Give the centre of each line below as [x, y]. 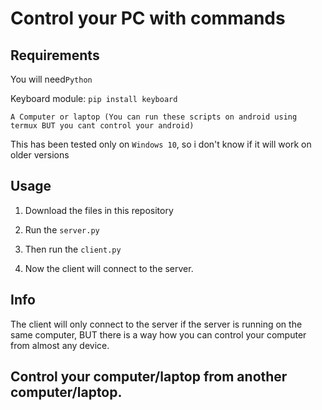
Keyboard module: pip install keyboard [94, 98]
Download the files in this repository [99, 210]
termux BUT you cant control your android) [102, 126]
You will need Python [51, 79]
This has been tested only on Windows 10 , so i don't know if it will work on [161, 144]
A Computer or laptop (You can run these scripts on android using [154, 117]
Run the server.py [62, 229]
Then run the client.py [73, 249]
